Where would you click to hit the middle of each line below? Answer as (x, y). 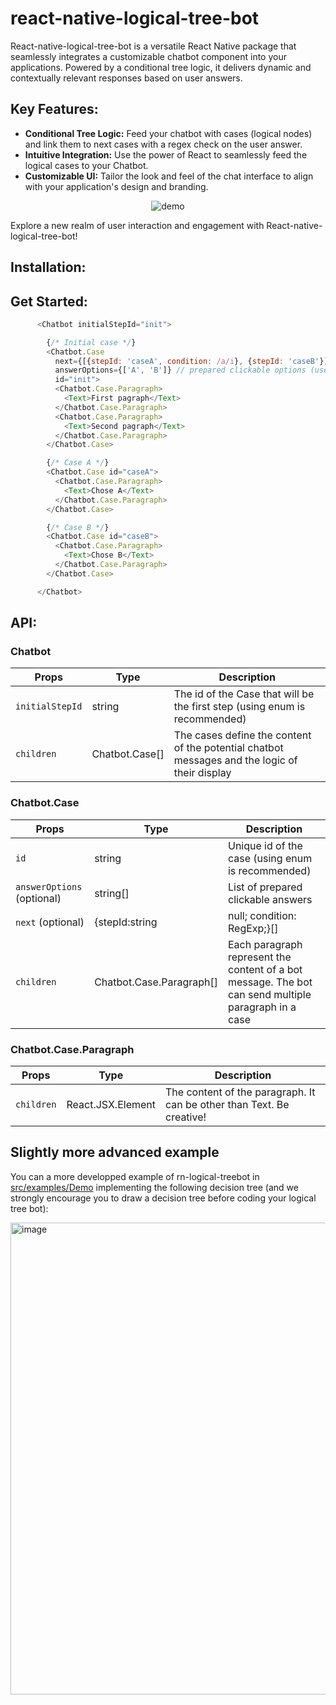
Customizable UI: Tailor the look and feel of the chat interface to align (169, 176)
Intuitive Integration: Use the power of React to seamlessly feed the (166, 154)
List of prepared (265, 887)
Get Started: (49, 301)
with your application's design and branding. (116, 186)
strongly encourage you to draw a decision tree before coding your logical (163, 1198)
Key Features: (54, 109)
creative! (186, 1117)
